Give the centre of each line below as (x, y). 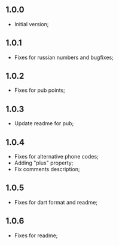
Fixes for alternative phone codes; (57, 157)
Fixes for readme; (36, 235)
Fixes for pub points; (39, 90)
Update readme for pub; (44, 123)
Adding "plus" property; (44, 163)
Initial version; (31, 24)
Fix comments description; (47, 169)
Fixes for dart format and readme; (56, 202)
